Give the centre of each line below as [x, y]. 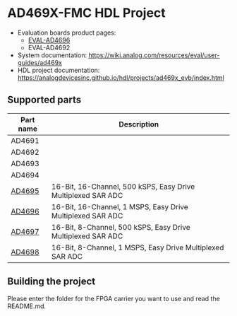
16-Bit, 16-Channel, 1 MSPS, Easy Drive [120, 206]
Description [139, 124]
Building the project [51, 282]
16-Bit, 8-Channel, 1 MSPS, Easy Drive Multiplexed [138, 247]
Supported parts [44, 100]
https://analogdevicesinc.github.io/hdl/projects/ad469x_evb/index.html [121, 77]
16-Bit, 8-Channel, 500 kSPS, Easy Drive [121, 227]
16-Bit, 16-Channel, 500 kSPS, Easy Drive [123, 187]
